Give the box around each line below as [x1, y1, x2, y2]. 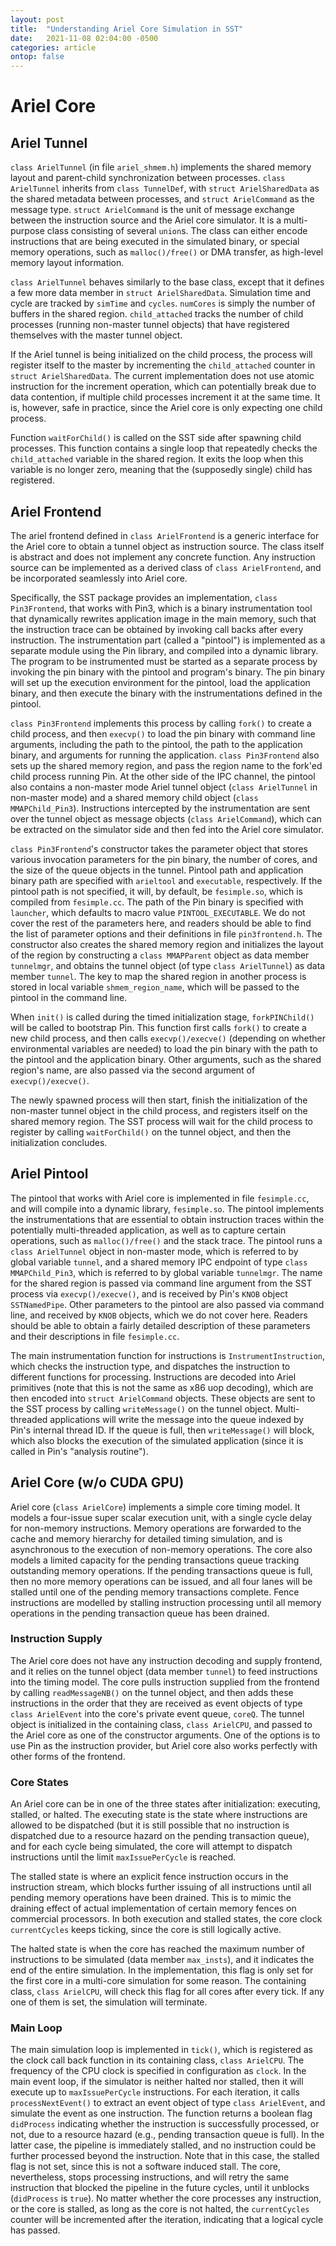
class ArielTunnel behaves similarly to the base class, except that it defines [10, 276, 325, 288]
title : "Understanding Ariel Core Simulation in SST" [10, 24, 244, 34]
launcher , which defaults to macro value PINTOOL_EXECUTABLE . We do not [10, 906, 306, 918]
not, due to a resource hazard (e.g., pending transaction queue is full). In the [10, 2129, 325, 2141]
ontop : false [10, 52, 65, 62]
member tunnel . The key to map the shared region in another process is [10, 970, 307, 982]
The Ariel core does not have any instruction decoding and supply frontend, [10, 1654, 323, 1666]
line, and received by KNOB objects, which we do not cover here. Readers [10, 1309, 308, 1321]
